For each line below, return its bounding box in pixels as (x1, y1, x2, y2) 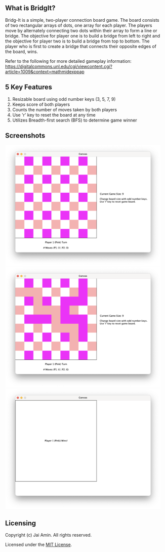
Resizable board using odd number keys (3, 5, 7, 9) (12, 96, 116, 102)
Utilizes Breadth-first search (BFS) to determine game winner (12, 117, 137, 123)
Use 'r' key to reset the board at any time (12, 112, 96, 118)
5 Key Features (5, 83, 52, 91)
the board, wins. (5, 48, 39, 54)
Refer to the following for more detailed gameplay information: (5, 58, 132, 64)
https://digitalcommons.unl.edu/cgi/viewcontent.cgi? (5, 63, 113, 69)
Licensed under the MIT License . (5, 542, 72, 548)
